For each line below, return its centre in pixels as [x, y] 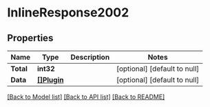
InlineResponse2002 [68, 13]
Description [90, 57]
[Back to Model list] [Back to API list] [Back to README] [86, 97]
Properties [30, 38]
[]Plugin [50, 80]
